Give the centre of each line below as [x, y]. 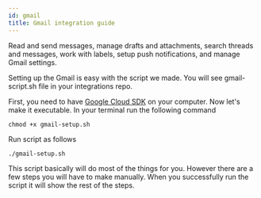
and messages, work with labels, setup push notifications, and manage [124, 54]
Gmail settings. [33, 62]
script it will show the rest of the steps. [71, 185]
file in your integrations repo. [86, 86]
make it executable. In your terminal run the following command [112, 110]
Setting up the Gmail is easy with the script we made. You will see [115, 78]
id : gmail [25, 15]
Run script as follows [42, 139]
